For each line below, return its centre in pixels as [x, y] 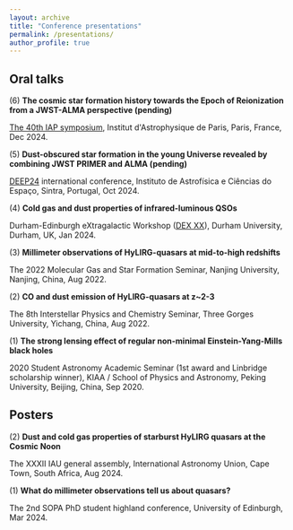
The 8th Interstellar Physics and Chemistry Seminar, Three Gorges [131, 314]
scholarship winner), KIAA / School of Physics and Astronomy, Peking [138, 378]
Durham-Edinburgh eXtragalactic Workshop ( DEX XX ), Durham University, [146, 226]
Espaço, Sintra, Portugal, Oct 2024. [74, 191]
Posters [31, 415]
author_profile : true [50, 43]
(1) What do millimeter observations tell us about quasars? [120, 491]
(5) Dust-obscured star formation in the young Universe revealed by [138, 154]
